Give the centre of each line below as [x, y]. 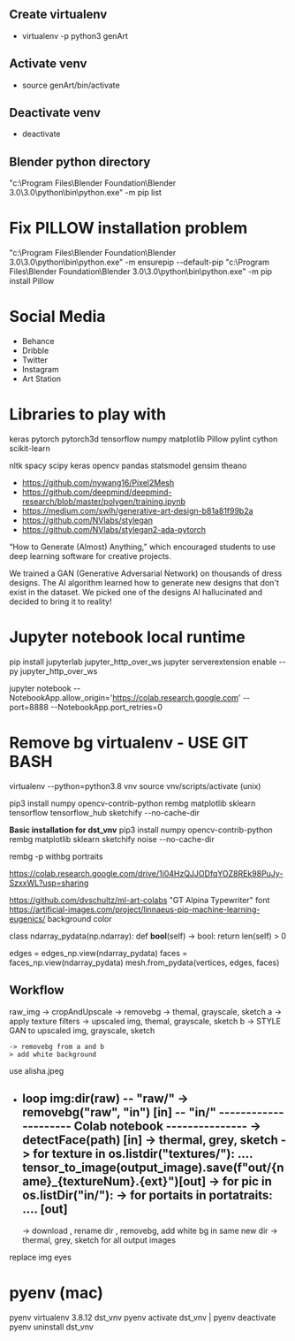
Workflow [37, 990]
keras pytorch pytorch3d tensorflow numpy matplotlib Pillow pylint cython [144, 439]
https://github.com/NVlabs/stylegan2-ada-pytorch [113, 530]
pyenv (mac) [57, 1293]
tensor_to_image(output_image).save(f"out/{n [153, 1168]
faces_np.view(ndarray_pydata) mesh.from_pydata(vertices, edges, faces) [144, 962]
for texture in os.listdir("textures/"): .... [143, 1154]
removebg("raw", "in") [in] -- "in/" [119, 1112]
